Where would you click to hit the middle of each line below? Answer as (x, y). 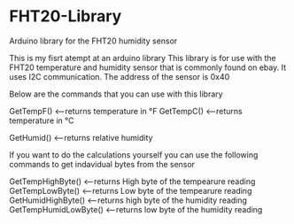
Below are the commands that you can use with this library (116, 94)
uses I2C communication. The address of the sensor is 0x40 (120, 76)
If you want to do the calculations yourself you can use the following (134, 154)
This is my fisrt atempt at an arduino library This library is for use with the (143, 58)
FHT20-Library (66, 16)
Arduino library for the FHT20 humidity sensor (93, 41)
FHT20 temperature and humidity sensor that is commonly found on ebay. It (147, 67)
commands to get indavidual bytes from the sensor (102, 164)
